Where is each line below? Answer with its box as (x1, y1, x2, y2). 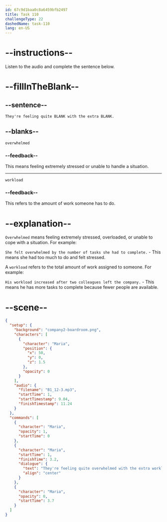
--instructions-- (5, 47, 73, 59)
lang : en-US (5, 26, 30, 31)
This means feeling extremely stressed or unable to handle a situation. (5, 164, 149, 170)
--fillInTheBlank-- (5, 81, 80, 92)
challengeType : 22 (5, 16, 43, 21)
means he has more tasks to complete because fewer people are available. (5, 284, 159, 290)
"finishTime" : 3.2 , (18, 457, 59, 462)
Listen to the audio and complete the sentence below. (5, 64, 115, 70)
